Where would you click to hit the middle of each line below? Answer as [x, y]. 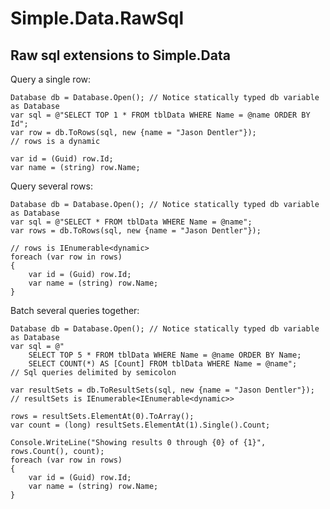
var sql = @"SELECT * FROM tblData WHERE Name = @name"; [131, 222]
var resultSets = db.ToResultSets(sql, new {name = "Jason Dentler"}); [162, 390]
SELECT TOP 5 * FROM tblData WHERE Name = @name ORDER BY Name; [165, 355]
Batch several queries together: [75, 310]
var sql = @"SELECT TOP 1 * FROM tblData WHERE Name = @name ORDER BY [160, 115]
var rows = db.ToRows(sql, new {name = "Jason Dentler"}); [136, 231]
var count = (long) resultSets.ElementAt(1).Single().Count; [140, 425]
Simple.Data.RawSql [97, 18]
